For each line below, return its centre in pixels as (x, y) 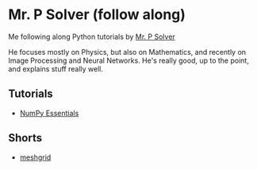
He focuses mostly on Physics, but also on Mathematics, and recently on (127, 52)
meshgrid (35, 157)
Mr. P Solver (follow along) (97, 15)
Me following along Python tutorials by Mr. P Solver (92, 37)
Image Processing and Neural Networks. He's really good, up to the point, (129, 60)
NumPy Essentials (49, 113)
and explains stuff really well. (56, 68)
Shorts (25, 138)
